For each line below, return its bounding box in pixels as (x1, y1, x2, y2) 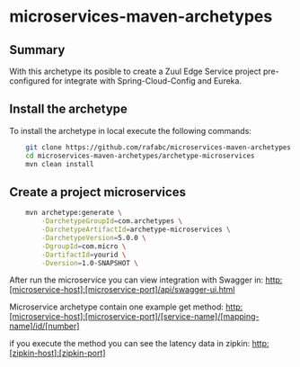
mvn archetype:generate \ (25, 209, 123, 218)
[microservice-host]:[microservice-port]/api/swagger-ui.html (9, 284, 235, 295)
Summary (9, 42, 66, 58)
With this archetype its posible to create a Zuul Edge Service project (9, 66, 262, 76)
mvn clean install (25, 159, 94, 168)
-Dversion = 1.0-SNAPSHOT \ (41, 258, 139, 267)
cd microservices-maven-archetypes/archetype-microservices (25, 151, 255, 160)
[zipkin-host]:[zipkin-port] (9, 348, 106, 359)
